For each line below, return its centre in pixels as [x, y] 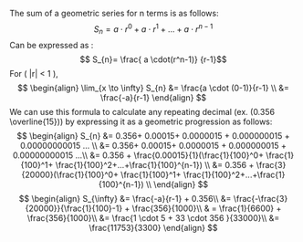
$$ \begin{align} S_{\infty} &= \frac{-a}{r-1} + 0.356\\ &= [125, 199]
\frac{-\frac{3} [261, 199]
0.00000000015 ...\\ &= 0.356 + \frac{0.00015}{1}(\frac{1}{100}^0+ [138, 155]
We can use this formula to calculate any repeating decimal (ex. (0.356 [142, 112]
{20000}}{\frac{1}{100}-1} [74, 208]
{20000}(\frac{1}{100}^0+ [70, 175]
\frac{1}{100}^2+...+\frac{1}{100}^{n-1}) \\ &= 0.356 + [155, 165]
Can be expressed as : [52, 46]
